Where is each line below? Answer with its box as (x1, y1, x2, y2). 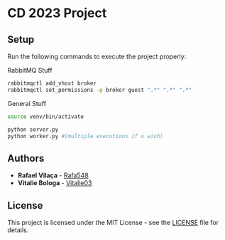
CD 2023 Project (7, 5, 107, 21)
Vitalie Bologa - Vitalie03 (17, 179, 92, 187)
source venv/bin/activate (7, 113, 84, 120)
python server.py (7, 126, 59, 133)
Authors (7, 152, 45, 165)
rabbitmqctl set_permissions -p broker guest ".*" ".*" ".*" (7, 86, 192, 93)
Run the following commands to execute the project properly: (7, 52, 187, 61)
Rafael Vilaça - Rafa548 (17, 171, 89, 179)
